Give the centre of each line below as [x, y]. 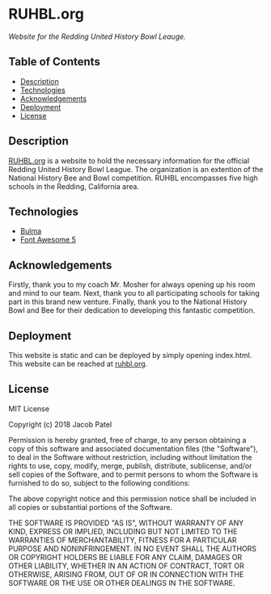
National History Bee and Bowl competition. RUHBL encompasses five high [133, 178]
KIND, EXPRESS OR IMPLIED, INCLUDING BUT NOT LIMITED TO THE [123, 531]
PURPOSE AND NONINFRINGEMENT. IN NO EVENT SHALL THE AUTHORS [133, 548]
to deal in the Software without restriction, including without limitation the [130, 457]
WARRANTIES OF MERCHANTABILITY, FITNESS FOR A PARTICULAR [123, 540]
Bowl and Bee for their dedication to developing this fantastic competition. [132, 310]
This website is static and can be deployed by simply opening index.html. [130, 355]
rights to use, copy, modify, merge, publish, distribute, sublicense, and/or [130, 466]
